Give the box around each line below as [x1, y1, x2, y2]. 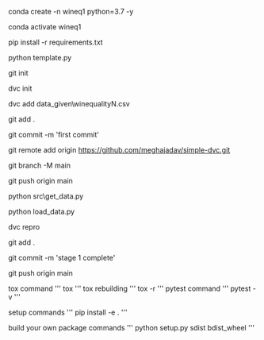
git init [8, 68, 29, 78]
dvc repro [8, 222, 40, 231]
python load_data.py [8, 207, 75, 216]
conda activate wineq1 [8, 22, 82, 31]
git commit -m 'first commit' [8, 130, 99, 139]
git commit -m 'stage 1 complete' [8, 253, 116, 262]
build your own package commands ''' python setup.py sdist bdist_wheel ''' [8, 323, 255, 332]
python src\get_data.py [8, 191, 84, 201]
